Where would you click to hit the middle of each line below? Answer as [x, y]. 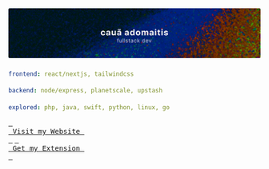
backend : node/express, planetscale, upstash [85, 91]
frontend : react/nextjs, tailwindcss [71, 74]
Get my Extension [46, 149]
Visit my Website [46, 132]
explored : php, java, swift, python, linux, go [89, 108]
